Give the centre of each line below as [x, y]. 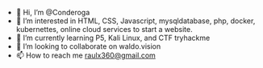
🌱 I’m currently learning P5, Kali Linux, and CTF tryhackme [113, 38]
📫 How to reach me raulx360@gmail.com [86, 55]
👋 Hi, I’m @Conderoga [53, 12]
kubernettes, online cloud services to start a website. [104, 29]
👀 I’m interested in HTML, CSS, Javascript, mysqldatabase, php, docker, [136, 21]
